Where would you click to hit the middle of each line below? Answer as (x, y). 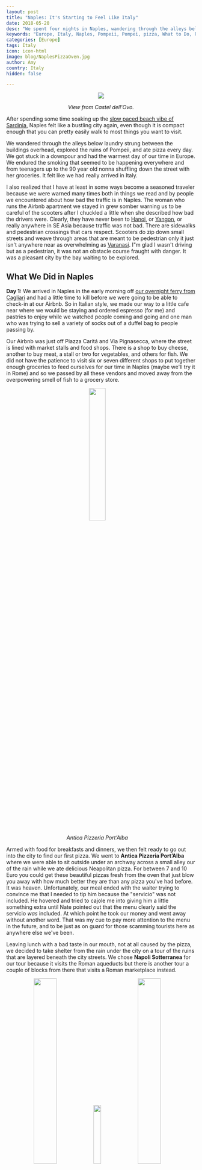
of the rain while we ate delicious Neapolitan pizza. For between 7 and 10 (97, 868)
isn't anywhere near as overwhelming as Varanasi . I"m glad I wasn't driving (99, 245)
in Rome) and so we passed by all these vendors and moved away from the (99, 373)
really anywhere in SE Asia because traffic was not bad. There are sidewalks (101, 226)
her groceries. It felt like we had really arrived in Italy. (72, 175)
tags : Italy (21, 46)
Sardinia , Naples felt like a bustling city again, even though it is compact (95, 125)
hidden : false (24, 74)
